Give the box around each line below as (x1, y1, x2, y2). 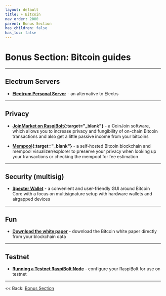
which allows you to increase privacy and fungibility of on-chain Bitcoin (12, 128, 158, 134)
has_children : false (5, 26, 48, 31)
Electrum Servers (5, 77, 60, 86)
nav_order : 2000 (5, 16, 39, 21)
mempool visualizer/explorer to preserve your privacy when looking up (12, 148, 157, 154)
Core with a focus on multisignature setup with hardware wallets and (12, 191, 152, 197)
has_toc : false (5, 30, 37, 35)
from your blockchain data (12, 234, 66, 239)
